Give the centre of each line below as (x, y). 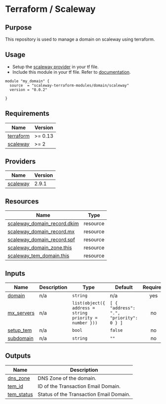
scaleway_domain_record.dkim (43, 224)
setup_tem (20, 330)
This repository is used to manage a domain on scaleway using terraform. (80, 39)
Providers (21, 162)
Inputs (15, 273)
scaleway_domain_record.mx (41, 232)
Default (124, 287)
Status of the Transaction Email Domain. (84, 394)
